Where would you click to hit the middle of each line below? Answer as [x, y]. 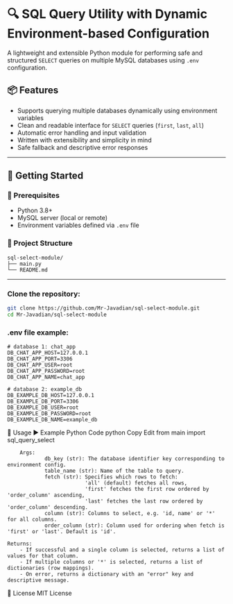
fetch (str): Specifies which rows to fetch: [111, 477]
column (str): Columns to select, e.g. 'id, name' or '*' [130, 514]
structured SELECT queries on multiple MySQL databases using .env [103, 60]
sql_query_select [31, 440]
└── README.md [28, 270]
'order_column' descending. [48, 507]
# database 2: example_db [44, 389]
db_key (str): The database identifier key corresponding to [135, 459]
